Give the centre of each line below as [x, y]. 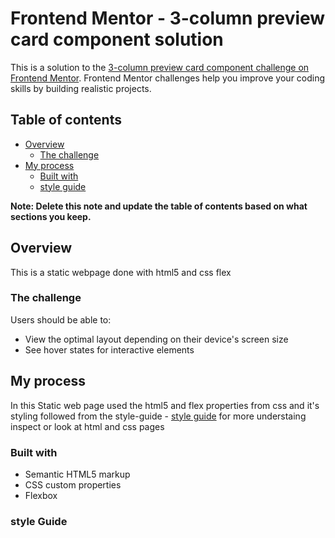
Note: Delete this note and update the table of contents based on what [159, 206]
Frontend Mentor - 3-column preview [168, 18]
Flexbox [41, 495]
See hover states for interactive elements [109, 349]
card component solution [117, 39]
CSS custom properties [73, 484]
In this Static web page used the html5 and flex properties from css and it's [165, 405]
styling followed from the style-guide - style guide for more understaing [158, 416]
